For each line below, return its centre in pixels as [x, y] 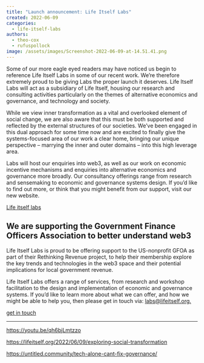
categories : [21, 23]
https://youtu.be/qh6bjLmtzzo [44, 330]
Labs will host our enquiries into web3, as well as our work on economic [96, 163]
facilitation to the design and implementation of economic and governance [99, 288]
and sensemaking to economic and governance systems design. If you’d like [102, 182]
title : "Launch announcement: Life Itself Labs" [69, 12]
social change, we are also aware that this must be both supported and [95, 119]
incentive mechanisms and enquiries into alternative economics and [91, 169]
